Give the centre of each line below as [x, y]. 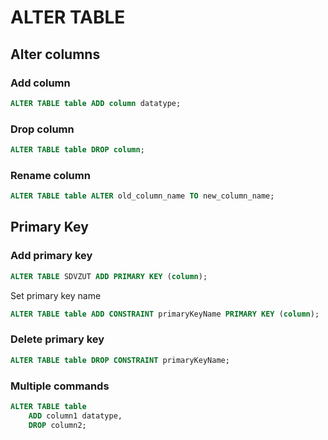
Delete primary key [57, 339]
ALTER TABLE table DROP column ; [77, 150]
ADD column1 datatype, [75, 416]
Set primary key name [56, 295]
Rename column [50, 175]
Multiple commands [60, 386]
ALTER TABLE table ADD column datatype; [96, 103]
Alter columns [55, 54]
